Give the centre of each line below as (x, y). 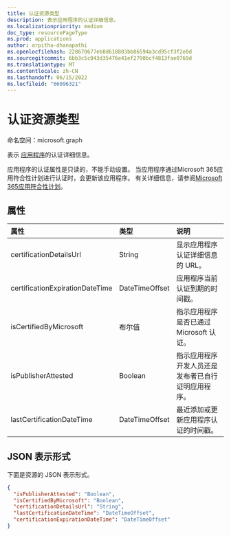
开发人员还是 (197, 366)
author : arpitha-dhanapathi (47, 45)
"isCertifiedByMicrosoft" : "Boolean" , (69, 500)
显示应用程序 (197, 245)
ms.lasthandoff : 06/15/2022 (47, 77)
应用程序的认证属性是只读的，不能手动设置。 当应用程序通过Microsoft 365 (112, 170)
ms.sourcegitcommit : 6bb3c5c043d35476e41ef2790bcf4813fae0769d (100, 58)
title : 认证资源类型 (33, 13)
